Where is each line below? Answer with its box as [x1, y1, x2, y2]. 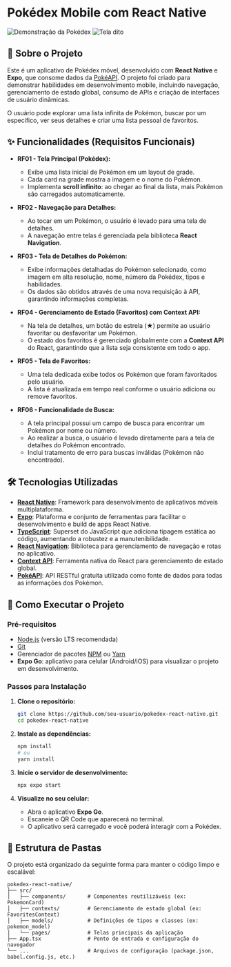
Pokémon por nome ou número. [27, 426, 118, 434]
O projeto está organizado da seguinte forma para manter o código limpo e [7, 861, 220, 869]
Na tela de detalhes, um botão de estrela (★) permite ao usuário [27, 321, 210, 329]
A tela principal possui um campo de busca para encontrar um [27, 419, 205, 427]
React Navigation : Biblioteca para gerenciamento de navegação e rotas [17, 542, 222, 550]
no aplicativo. [17, 549, 56, 558]
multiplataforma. [17, 505, 64, 514]
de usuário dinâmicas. [7, 95, 70, 104]
